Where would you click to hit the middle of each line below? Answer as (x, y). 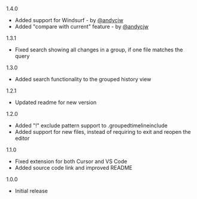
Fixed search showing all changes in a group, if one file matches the (99, 50)
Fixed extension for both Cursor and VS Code (71, 161)
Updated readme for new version (56, 102)
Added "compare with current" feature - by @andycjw (82, 27)
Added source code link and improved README (74, 168)
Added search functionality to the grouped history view (83, 79)
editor (22, 138)
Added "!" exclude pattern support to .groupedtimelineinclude (91, 125)
